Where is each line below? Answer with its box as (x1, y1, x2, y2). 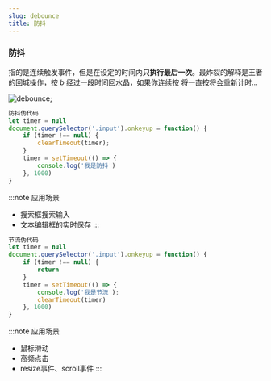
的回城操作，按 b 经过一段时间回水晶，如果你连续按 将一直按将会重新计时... (8, 77, 258, 87)
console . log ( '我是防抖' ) (37, 161, 116, 170)
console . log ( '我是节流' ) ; (37, 288, 119, 296)
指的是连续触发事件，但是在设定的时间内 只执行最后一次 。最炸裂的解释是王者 (8, 67, 263, 77)
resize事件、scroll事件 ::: (19, 364, 102, 374)
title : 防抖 (8, 19, 46, 27)
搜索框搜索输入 (19, 209, 70, 219)
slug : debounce (8, 11, 60, 20)
